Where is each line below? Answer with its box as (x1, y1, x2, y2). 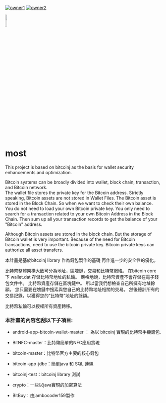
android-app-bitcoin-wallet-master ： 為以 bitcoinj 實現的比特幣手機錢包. (12, 329, 161, 335)
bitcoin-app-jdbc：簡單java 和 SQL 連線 (12, 361, 94, 367)
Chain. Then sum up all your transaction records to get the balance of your (5, 216, 158, 222)
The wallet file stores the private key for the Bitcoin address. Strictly (5, 190, 144, 196)
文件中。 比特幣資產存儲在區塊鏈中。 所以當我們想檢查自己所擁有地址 (9, 280, 151, 286)
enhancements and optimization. (5, 169, 72, 175)
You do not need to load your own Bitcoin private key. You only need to (5, 205, 150, 211)
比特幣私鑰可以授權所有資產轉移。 (5, 303, 75, 309)
